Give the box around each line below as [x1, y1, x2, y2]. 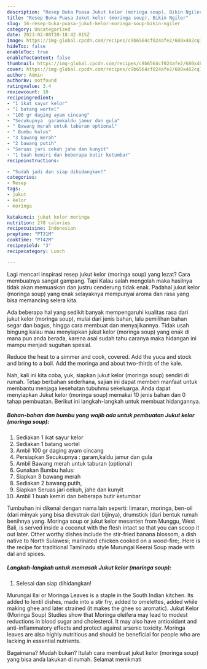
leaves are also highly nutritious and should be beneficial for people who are [7, 630, 200, 638]
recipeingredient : [7, 95, 54, 101]
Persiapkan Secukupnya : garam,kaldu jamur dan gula [15, 453, 153, 461]
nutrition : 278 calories [7, 219, 71, 226]
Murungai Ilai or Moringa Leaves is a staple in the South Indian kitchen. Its [7, 591, 194, 599]
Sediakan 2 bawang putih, [15, 479, 82, 487]
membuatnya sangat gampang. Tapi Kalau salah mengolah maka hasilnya [7, 277, 193, 284]
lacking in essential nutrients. [7, 637, 81, 644]
